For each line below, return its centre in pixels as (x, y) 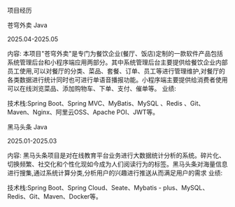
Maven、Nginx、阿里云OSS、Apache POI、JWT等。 (83, 112)
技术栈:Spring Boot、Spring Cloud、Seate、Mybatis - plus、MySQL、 (108, 188)
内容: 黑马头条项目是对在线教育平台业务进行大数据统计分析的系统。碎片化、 (116, 155)
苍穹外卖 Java (27, 25)
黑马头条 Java (27, 127)
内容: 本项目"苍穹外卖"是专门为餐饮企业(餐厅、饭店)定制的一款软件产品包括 (115, 53)
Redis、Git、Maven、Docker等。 (55, 197)
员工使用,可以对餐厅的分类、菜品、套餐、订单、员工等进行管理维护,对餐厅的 (116, 71)
